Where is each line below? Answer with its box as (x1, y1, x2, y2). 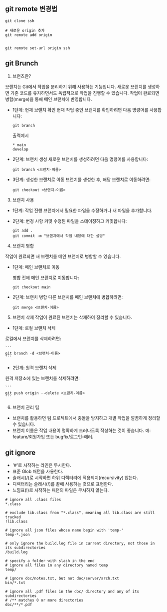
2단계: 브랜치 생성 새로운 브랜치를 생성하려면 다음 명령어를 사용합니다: (12, 156, 149, 162)
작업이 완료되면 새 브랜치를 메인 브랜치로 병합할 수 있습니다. (5, 253, 121, 259)
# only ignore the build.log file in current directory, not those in (5, 541, 155, 546)
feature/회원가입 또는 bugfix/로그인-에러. (12, 433, 94, 439)
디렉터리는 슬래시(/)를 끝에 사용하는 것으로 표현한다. (12, 481, 114, 487)
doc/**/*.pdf (5, 602, 32, 607)
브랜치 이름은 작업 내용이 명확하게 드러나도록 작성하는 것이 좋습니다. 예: (12, 427, 151, 433)
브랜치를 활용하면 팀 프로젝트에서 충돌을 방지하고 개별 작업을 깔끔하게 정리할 (12, 414, 161, 421)
